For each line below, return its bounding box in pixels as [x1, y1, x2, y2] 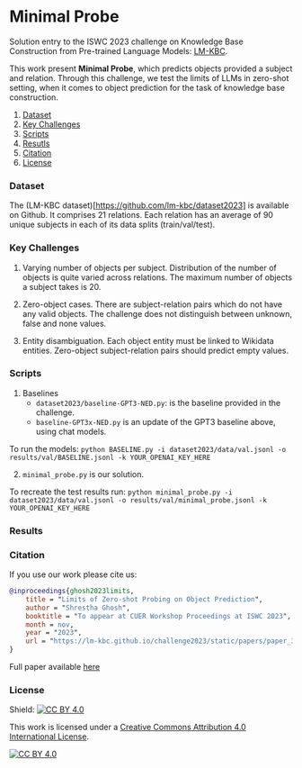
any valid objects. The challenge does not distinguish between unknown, [22, 308, 293, 319]
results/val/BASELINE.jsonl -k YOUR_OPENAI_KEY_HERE [9, 453, 211, 462]
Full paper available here [9, 662, 101, 673]
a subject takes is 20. [22, 281, 102, 292]
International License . [9, 731, 90, 742]
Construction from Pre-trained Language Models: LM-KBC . [9, 45, 228, 56]
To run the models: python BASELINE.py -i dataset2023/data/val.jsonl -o [9, 443, 287, 454]
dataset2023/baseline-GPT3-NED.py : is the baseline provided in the [35, 397, 281, 408]
